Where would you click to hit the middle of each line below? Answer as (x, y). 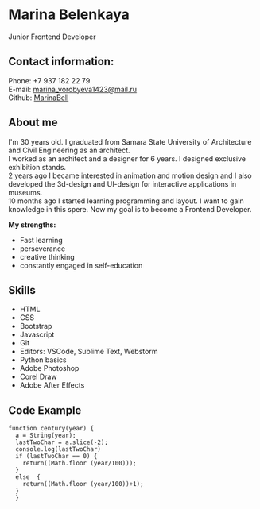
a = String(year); (46, 436)
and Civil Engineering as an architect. (69, 150)
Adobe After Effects (52, 385)
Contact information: (61, 62)
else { (28, 477)
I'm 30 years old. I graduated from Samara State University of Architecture (130, 141)
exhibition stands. (37, 167)
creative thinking (47, 256)
